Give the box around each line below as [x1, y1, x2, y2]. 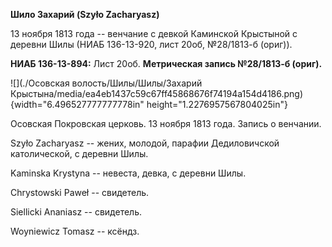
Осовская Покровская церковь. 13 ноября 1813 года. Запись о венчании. [10, 118, 322, 129]
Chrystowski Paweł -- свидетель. [10, 187, 150, 198]
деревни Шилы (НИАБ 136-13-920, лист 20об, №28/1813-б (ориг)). [10, 39, 293, 50]
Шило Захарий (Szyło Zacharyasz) [10, 9, 160, 20]
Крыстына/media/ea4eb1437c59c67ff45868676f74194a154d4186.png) [10, 88, 304, 99]
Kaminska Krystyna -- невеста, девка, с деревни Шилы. [10, 167, 247, 179]
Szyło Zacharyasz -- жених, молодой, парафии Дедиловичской [10, 137, 280, 149]
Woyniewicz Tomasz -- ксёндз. [10, 225, 140, 237]
